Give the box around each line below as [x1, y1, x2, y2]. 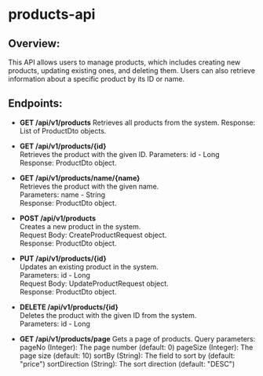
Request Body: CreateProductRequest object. [19, 230, 167, 239]
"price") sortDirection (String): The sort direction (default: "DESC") [19, 359, 236, 368]
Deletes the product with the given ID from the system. [19, 310, 197, 319]
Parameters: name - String [19, 190, 106, 199]
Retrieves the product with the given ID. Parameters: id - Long [19, 149, 220, 159]
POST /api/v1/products [19, 214, 97, 223]
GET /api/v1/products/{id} [19, 141, 107, 151]
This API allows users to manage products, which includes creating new [8, 57, 241, 67]
